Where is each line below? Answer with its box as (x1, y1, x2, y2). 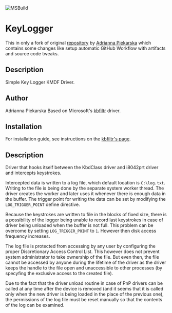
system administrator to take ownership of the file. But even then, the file (5, 254, 159, 260)
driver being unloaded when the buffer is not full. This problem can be (5, 222, 154, 228)
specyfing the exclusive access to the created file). (5, 270, 113, 277)
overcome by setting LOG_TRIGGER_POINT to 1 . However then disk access (5, 228, 157, 234)
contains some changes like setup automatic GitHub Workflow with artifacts (5, 45, 166, 51)
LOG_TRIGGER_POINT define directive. (5, 201, 81, 207)
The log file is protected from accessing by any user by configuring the (5, 243, 156, 249)
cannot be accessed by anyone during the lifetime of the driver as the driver (5, 259, 166, 266)
